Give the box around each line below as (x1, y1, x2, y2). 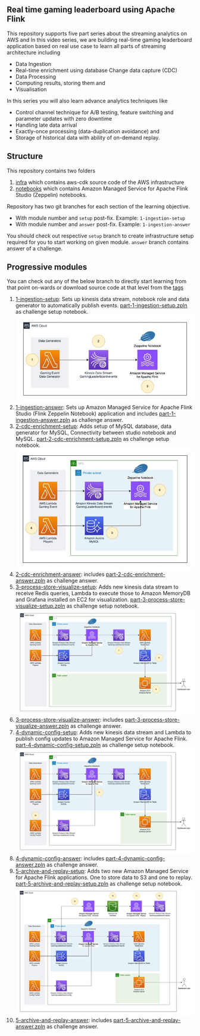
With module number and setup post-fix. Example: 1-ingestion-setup (15, 214, 186, 221)
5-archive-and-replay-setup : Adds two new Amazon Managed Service (15, 868, 189, 875)
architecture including (7, 49, 61, 56)
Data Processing (15, 73, 56, 80)
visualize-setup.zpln (15, 602, 65, 609)
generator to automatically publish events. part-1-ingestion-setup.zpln (15, 302, 187, 309)
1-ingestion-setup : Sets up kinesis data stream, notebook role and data (15, 296, 190, 303)
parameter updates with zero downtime (15, 115, 112, 122)
